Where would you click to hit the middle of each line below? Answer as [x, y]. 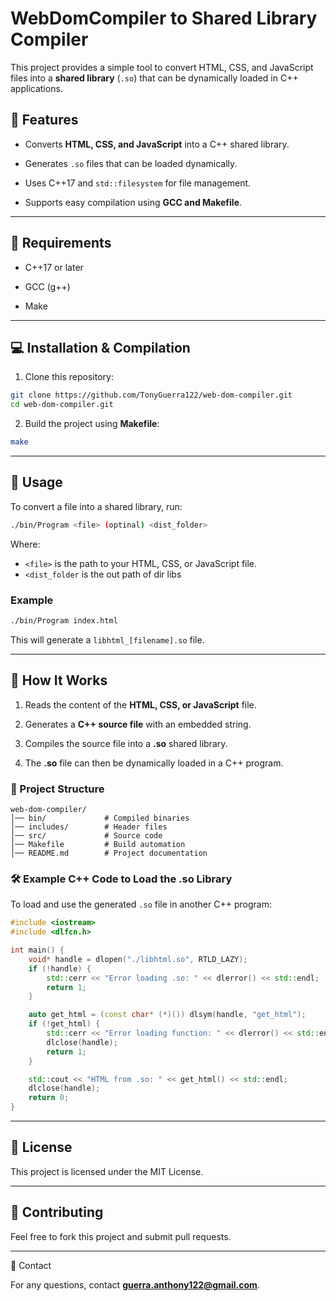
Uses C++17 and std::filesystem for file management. [138, 183]
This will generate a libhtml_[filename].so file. [107, 639]
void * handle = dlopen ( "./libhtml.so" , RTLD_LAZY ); [138, 959]
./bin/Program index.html [64, 620]
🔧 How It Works [59, 680]
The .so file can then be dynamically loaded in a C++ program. [154, 763]
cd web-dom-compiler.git [62, 405]
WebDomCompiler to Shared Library [164, 18]
